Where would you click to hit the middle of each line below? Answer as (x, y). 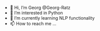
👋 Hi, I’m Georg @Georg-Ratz (40, 8)
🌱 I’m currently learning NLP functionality (52, 18)
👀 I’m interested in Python (36, 13)
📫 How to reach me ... (33, 24)
